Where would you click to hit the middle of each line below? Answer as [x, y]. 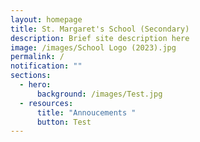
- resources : [46, 103]
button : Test [64, 122]
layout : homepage [46, 19]
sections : [31, 76]
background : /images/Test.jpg [99, 94]
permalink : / [37, 57]
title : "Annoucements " [86, 112]
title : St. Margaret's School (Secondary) [100, 29]
